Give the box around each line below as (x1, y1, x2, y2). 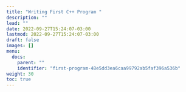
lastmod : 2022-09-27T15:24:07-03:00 (6, 31, 99, 38)
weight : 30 (6, 71, 34, 77)
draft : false (6, 37, 40, 43)
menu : (6, 48, 20, 54)
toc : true (6, 76, 32, 82)
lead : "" (6, 20, 29, 26)
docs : (12, 54, 26, 60)
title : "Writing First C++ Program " (6, 8, 102, 15)
